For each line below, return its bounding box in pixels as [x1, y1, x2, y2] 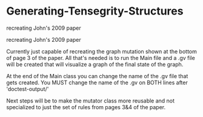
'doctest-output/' [6, 85, 49, 92]
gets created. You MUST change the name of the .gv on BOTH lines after [6, 79, 188, 86]
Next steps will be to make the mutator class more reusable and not [6, 97, 175, 104]
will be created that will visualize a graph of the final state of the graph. [6, 61, 184, 68]
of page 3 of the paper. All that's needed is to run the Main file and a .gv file [6, 54, 195, 61]
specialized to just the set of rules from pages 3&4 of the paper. [6, 103, 165, 110]
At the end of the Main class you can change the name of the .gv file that [6, 72, 188, 79]
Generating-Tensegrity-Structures [6, 4, 184, 18]
